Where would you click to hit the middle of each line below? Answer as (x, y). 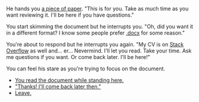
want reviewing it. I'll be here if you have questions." (70, 15)
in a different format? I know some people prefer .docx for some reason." (96, 33)
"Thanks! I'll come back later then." (58, 86)
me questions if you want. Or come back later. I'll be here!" (78, 57)
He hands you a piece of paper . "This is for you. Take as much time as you (97, 9)
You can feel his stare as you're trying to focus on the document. (86, 69)
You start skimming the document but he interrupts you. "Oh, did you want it (100, 27)
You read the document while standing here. (69, 80)
